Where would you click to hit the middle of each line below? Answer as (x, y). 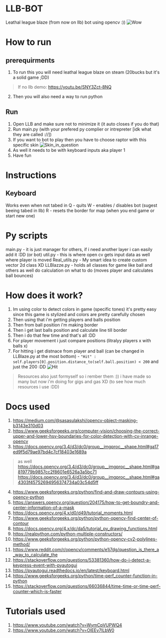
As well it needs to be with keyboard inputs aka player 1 (69, 150)
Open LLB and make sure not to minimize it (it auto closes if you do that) (86, 124)
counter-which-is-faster (37, 591)
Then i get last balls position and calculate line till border (70, 330)
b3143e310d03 (28, 425)
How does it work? (44, 295)
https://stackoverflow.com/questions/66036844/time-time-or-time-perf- (87, 586)
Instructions (31, 175)
